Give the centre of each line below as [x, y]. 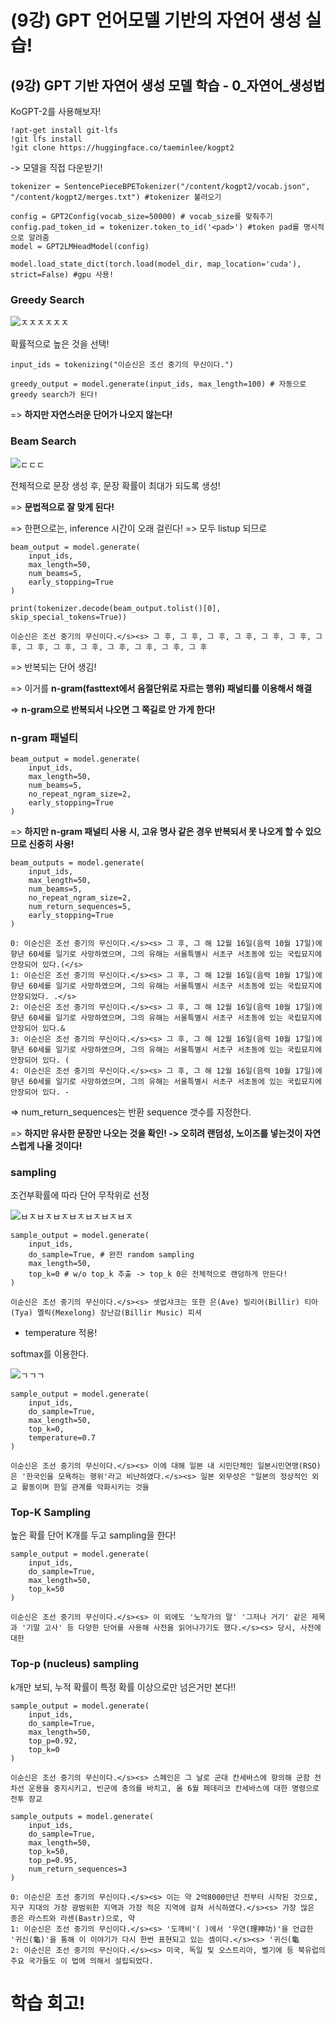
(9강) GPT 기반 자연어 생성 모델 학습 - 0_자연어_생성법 [168, 85]
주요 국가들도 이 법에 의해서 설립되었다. [82, 1961]
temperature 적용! [61, 1333]
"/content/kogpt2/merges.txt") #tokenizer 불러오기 [116, 197]
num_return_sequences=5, [80, 906]
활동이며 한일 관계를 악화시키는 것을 [85, 1487]
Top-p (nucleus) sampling [75, 1664]
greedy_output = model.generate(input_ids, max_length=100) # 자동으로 [158, 384]
